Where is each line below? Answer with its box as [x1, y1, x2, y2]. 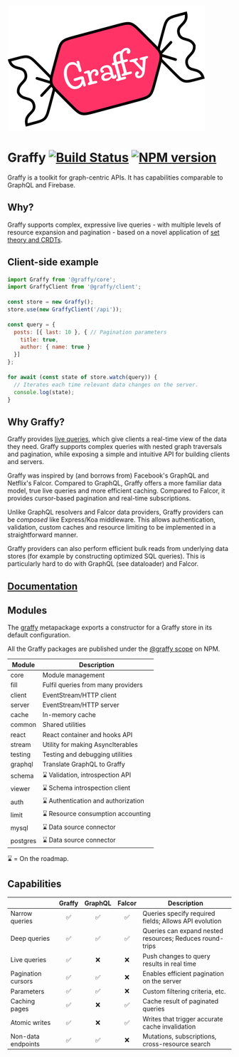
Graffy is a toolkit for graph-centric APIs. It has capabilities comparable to [7, 173, 223, 182]
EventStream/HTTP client [42, 691, 117, 699]
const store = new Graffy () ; [7, 299, 94, 306]
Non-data [10, 1032, 41, 1041]
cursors [10, 976, 33, 985]
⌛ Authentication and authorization [42, 797, 144, 805]
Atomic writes [10, 1019, 51, 1027]
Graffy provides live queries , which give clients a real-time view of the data [7, 435, 228, 443]
